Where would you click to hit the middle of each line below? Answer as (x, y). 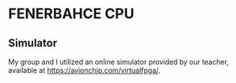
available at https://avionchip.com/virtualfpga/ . (84, 70)
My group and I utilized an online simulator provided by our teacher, (119, 62)
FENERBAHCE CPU (71, 14)
